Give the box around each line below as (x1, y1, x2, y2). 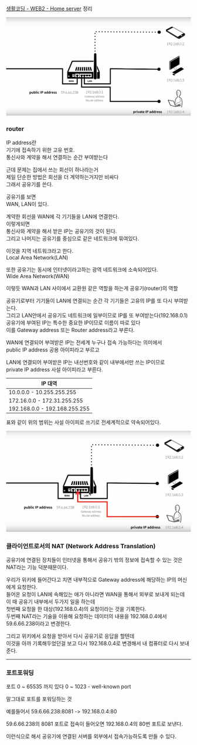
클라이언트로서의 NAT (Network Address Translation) (6, 542, 156, 550)
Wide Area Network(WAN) (6, 272, 70, 279)
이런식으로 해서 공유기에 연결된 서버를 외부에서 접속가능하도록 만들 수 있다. (6, 733, 177, 740)
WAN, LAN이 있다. (6, 200, 49, 207)
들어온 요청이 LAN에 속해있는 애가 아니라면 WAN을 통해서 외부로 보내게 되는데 (6, 591, 185, 598)
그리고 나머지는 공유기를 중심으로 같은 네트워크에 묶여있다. (6, 235, 140, 242)
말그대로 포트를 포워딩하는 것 (6, 696, 72, 703)
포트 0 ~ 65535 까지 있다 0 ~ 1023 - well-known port (6, 683, 131, 690)
